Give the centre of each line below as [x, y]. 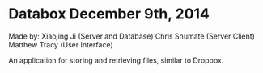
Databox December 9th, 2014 [109, 14]
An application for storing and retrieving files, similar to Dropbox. [116, 60]
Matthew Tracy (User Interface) [61, 44]
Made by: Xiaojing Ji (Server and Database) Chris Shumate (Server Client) [131, 36]
